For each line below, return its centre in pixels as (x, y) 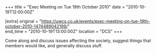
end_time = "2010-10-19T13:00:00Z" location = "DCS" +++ (64, 31)
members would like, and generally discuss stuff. (54, 46)
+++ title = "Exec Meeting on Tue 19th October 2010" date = (65, 7)
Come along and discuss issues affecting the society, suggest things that (78, 41)
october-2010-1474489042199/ (36, 26)
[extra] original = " (23, 21)
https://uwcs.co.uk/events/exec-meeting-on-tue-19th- (95, 21)
